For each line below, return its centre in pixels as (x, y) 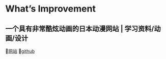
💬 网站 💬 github (20, 51)
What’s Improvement (50, 9)
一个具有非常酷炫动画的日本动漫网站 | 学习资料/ (80, 28)
